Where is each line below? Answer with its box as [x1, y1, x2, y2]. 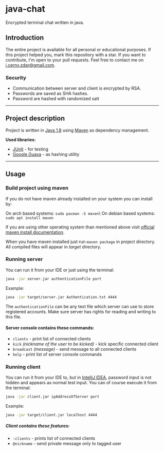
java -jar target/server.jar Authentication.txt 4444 [5, 295, 117, 300]
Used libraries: [5, 136, 36, 142]
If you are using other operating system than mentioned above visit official [5, 224, 155, 230]
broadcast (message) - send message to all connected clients [12, 346, 137, 352]
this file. [5, 314, 21, 319]
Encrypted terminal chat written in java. [5, 19, 84, 25]
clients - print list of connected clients [12, 336, 91, 341]
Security [5, 74, 26, 81]
